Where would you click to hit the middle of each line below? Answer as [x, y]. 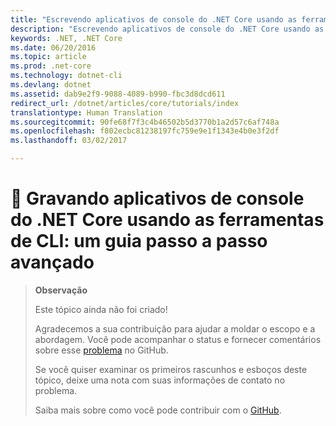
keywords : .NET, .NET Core [66, 38]
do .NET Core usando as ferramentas [167, 220]
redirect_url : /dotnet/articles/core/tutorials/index [125, 103]
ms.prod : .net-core [51, 66]
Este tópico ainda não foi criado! [101, 309]
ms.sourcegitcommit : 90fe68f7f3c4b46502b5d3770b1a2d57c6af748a [145, 122]
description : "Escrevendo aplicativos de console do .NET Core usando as [167, 29]
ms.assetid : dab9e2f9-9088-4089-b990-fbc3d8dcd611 [118, 94]
